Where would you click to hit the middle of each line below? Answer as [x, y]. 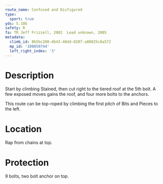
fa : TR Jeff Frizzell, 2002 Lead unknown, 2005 [56, 33]
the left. [13, 109]
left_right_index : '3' [33, 51]
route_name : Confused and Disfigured [44, 10]
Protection [27, 163]
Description [30, 75]
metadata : [15, 37]
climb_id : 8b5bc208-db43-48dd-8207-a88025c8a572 [60, 42]
